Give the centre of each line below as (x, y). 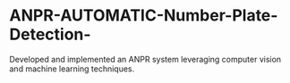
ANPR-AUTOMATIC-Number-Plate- (144, 16)
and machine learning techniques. (72, 69)
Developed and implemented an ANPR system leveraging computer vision (145, 59)
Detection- (50, 34)
